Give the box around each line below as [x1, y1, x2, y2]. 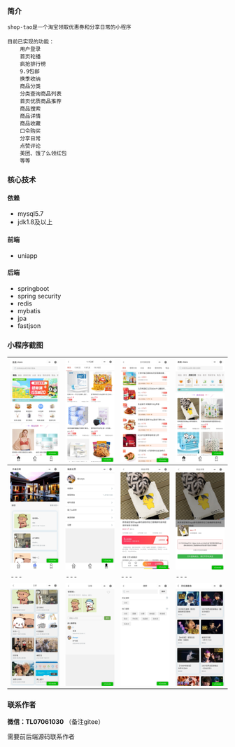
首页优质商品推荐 [20, 98, 62, 105]
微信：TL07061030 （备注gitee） [7, 717, 105, 726]
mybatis [17, 306, 41, 315]
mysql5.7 [17, 210, 44, 218]
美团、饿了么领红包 [20, 150, 67, 157]
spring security [17, 292, 62, 300]
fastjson [17, 321, 41, 330]
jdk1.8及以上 [17, 218, 53, 226]
